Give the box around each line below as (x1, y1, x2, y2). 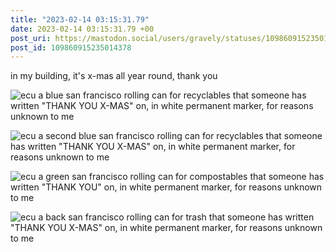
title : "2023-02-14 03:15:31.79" (10, 14, 150, 25)
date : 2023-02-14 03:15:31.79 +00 (10, 24, 155, 34)
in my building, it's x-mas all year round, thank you (10, 70, 218, 82)
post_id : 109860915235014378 (10, 42, 132, 53)
